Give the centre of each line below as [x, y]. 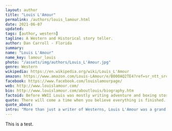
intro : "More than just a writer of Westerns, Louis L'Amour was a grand [86, 110]
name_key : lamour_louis [31, 57]
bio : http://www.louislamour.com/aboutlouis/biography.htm [70, 90]
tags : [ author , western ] [32, 34]
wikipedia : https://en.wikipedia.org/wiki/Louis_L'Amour [67, 72]
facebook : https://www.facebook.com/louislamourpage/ [64, 81]
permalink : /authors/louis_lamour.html [48, 19]
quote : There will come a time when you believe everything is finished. [86, 100]
